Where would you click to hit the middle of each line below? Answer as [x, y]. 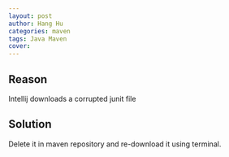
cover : [19, 46]
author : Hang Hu [36, 24]
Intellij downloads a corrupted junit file [72, 98]
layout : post [30, 16]
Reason [28, 79]
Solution [30, 124]
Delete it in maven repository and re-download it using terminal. [115, 144]
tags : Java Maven [38, 39]
